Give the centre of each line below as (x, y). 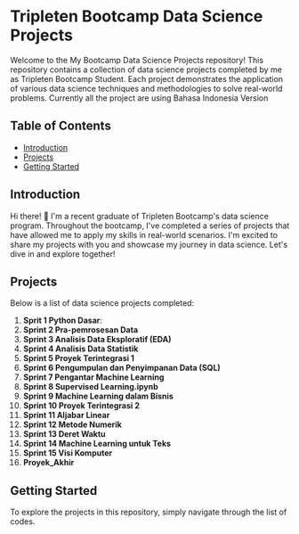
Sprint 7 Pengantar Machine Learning (93, 377)
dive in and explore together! (63, 254)
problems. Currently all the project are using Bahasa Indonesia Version (139, 98)
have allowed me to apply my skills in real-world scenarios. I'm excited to (144, 234)
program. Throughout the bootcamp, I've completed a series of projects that (150, 226)
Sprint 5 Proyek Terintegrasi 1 (78, 358)
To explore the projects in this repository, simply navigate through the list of (149, 512)
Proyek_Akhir (48, 463)
